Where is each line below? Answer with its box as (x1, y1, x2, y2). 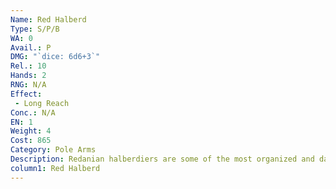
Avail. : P (10, 42, 52, 53)
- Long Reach (14, 98, 70, 108)
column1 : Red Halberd (10, 163, 101, 173)
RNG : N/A (10, 80, 47, 90)
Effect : (10, 89, 43, 99)
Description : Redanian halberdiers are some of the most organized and (10, 154, 315, 164)
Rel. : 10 (10, 61, 47, 71)
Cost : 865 (10, 136, 52, 146)
